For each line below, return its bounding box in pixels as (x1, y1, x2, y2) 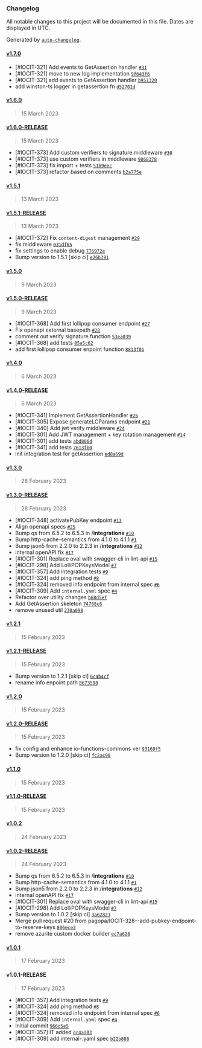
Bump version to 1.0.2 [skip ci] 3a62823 (14, 911, 111, 918)
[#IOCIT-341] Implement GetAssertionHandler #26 (14, 412, 139, 419)
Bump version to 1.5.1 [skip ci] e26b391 (14, 254, 109, 261)
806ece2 (56, 925, 77, 931)
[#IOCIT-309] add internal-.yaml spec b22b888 (14, 1035, 130, 1042)
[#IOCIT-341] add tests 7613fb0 (14, 444, 92, 451)
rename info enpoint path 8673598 (14, 678, 98, 686)
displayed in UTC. (6, 24, 51, 31)
